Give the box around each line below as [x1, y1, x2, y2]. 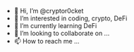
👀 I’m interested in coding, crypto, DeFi [13, 14, 128, 22]
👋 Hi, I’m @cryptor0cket [13, 7, 84, 15]
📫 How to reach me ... [13, 37, 80, 45]
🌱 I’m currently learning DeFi [13, 22, 97, 30]
